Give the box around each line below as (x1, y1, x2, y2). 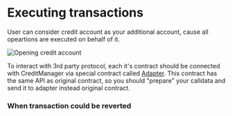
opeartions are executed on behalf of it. (7, 35, 120, 43)
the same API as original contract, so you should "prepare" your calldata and (7, 76, 226, 84)
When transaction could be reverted (7, 101, 132, 110)
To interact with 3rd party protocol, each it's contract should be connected (7, 61, 220, 70)
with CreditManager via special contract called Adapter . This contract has (7, 69, 217, 77)
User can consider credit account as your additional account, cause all (7, 28, 209, 36)
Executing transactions (7, 5, 144, 21)
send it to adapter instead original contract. (7, 84, 130, 92)
